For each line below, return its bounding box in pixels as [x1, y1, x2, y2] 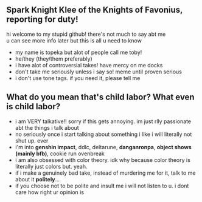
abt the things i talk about [15, 124, 79, 131]
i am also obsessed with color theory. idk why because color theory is [15, 156, 190, 163]
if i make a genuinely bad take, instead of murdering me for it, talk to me [15, 169, 196, 177]
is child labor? [6, 101, 61, 112]
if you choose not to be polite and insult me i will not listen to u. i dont [15, 182, 189, 189]
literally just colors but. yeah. [15, 163, 88, 170]
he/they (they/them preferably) [15, 55, 92, 62]
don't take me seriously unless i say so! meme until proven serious [15, 68, 183, 75]
